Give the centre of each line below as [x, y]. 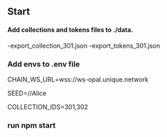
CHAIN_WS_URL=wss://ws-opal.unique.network [78, 79]
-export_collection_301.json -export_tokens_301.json [84, 45]
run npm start [31, 125]
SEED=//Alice [27, 93]
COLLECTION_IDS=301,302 [48, 106]
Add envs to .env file [44, 64]
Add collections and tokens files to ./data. [70, 29]
